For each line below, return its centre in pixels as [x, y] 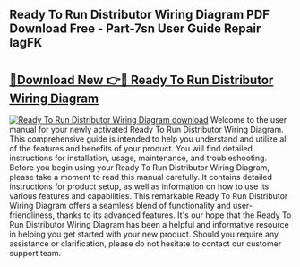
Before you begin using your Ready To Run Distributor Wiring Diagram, [140, 168]
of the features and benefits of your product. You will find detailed [131, 148]
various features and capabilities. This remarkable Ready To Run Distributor [149, 196]
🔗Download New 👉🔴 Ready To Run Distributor [141, 80]
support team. [35, 253]
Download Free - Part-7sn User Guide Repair [135, 29]
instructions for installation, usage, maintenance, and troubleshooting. [138, 158]
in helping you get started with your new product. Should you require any [144, 234]
